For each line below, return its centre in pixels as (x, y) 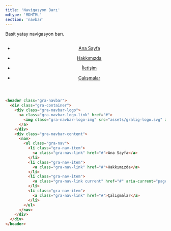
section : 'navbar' (25, 19)
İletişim (89, 68)
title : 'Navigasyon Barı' (33, 10)
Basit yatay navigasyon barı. (35, 34)
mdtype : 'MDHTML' (24, 15)
